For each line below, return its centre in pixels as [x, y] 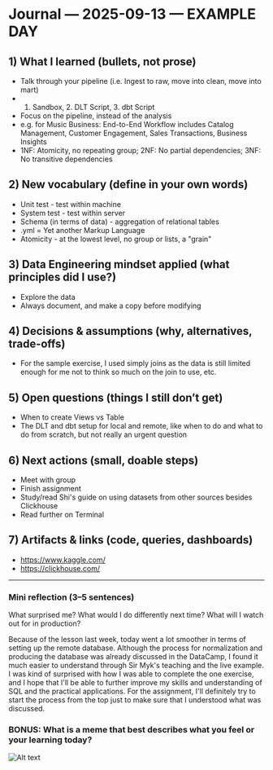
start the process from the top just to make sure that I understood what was [135, 700]
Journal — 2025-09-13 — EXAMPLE [132, 14]
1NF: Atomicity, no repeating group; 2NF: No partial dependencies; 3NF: [141, 150]
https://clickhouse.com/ [60, 568]
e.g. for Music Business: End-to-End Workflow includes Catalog [127, 124]
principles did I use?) [62, 277]
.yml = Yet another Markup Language [82, 230]
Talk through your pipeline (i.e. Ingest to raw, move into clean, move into [141, 81]
